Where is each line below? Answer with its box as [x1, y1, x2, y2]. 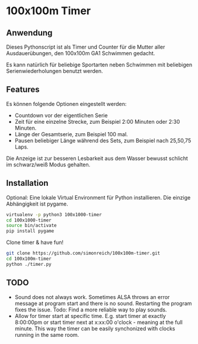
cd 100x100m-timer [6, 256, 52, 262]
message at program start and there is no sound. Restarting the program [14, 300, 192, 307]
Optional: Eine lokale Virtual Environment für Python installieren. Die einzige [6, 194, 191, 201]
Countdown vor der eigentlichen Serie [14, 111, 108, 119]
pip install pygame [6, 228, 55, 234]
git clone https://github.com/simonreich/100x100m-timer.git [6, 250, 161, 256]
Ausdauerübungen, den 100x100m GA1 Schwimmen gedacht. [6, 50, 155, 57]
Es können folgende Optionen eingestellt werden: [6, 100, 127, 107]
